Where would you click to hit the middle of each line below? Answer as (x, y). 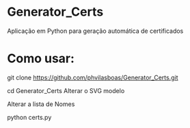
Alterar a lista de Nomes (41, 104)
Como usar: (41, 59)
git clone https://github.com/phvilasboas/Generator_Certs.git (93, 77)
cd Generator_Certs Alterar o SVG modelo (66, 90)
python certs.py (29, 117)
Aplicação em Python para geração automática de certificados (95, 31)
